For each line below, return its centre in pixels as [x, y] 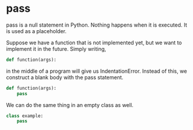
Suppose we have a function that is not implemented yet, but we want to [94, 43]
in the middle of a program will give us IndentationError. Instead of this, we [97, 71]
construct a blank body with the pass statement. [65, 77]
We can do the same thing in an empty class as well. [70, 105]
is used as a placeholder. [36, 31]
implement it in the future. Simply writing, [56, 48]
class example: [25, 116]
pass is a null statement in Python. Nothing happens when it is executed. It [97, 25]
